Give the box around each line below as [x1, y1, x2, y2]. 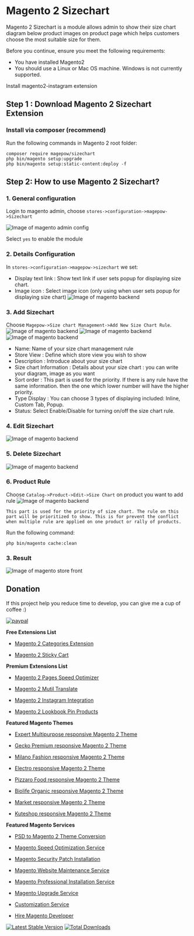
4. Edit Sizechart [6, 421, 54, 430]
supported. [14, 71, 41, 78]
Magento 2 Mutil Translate [14, 685, 78, 692]
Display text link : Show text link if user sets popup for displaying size [14, 275, 181, 282]
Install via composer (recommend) [6, 126, 106, 134]
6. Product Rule [6, 478, 51, 486]
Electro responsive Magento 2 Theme [14, 764, 105, 772]
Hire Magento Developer [14, 912, 74, 919]
